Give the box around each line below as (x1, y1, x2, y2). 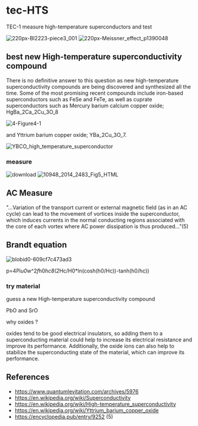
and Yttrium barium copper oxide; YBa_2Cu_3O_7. (6, 131, 127, 138)
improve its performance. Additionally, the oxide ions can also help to (6, 342, 174, 350)
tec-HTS (6, 4, 49, 17)
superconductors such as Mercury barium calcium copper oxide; (6, 102, 164, 109)
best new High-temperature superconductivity (6, 52, 182, 62)
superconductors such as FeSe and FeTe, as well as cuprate (6, 95, 152, 103)
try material (6, 282, 40, 290)
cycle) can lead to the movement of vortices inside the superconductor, (6, 210, 180, 217)
